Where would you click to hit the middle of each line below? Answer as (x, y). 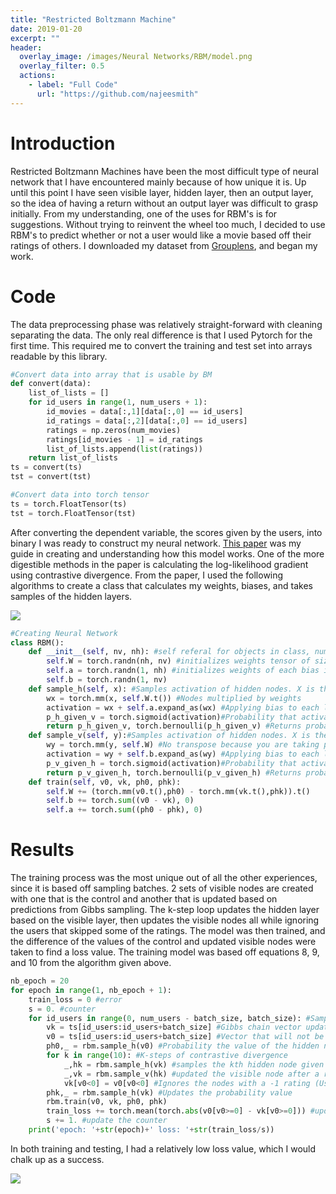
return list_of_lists (73, 458)
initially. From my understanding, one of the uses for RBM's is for (144, 213)
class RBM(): (37, 642)
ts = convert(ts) (46, 467)
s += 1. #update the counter (107, 1121)
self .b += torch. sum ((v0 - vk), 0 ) (120, 801)
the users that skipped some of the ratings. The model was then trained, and (168, 931)
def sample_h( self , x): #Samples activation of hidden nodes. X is (171, 689)
